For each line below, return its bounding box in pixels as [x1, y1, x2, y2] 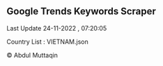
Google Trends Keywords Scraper [6, 6, 156, 17]
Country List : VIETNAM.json [6, 38, 88, 46]
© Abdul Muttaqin [6, 51, 59, 59]
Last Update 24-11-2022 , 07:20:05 [6, 24, 107, 32]
